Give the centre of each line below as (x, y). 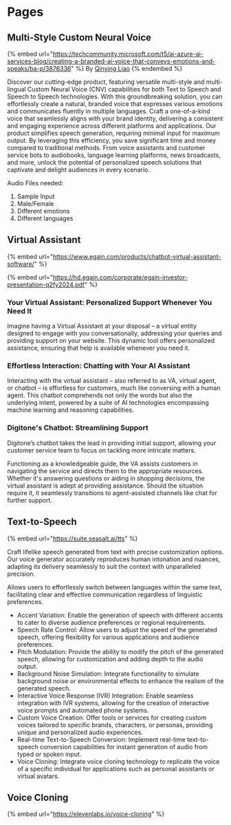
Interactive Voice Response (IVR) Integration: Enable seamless (105, 696)
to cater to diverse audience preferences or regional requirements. (111, 622)
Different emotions (43, 211)
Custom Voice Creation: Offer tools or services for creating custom (112, 718)
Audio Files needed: (35, 183)
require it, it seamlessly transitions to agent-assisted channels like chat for (112, 492)
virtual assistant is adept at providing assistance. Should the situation (105, 485)
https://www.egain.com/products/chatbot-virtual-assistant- (137, 256)
